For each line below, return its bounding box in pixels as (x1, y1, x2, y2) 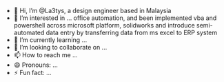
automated (13, 28, 45, 37)
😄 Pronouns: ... (13, 61, 59, 69)
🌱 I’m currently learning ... (13, 36, 88, 44)
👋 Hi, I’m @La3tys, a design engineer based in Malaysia (13, 7, 172, 14)
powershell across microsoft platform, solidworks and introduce (13, 21, 195, 29)
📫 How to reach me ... (13, 51, 78, 59)
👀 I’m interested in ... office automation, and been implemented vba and (13, 14, 217, 22)
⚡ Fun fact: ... (13, 69, 52, 76)
